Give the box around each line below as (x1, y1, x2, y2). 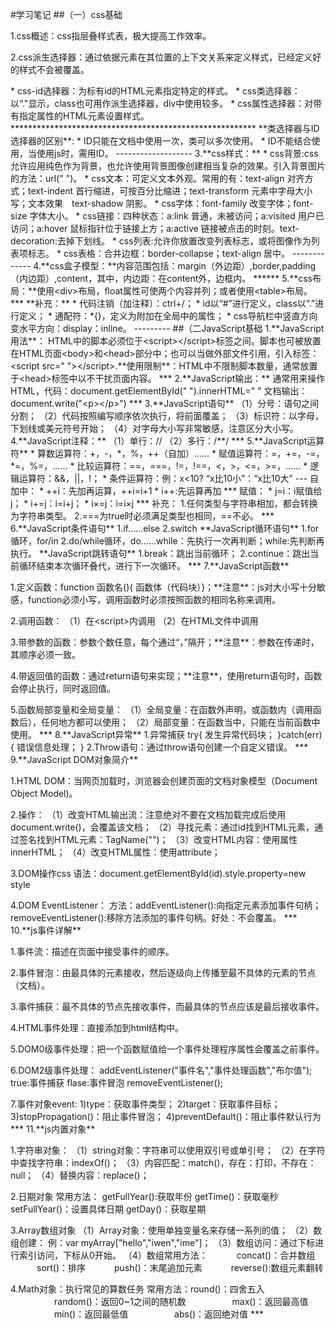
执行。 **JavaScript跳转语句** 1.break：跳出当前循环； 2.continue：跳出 (10, 548, 311, 559)
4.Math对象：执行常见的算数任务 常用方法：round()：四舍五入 (10, 1283, 265, 1295)
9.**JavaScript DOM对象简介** (10, 754, 139, 765)
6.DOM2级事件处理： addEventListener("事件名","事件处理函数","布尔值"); (10, 1064, 313, 1076)
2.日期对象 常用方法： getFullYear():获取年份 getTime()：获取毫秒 (10, 1191, 279, 1202)
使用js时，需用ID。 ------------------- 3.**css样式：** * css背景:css (36, 148, 319, 159)
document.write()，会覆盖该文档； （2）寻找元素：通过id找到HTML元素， (10, 821, 315, 833)
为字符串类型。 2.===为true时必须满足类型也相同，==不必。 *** (10, 510, 275, 522)
